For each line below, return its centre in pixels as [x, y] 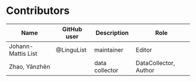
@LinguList [71, 49]
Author [145, 70]
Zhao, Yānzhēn [30, 66]
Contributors [38, 11]
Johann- [21, 46]
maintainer [109, 49]
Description [112, 33]
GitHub [72, 29]
